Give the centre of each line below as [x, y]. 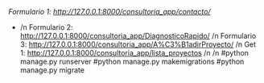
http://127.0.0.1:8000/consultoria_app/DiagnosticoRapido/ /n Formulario [138, 36]
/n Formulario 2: [47, 27]
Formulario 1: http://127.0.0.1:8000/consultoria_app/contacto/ [109, 12]
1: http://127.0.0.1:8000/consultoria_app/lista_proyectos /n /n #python [134, 53]
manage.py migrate [52, 70]
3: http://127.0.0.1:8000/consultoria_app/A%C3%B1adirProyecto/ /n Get [138, 44]
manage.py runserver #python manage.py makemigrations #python [132, 61]
